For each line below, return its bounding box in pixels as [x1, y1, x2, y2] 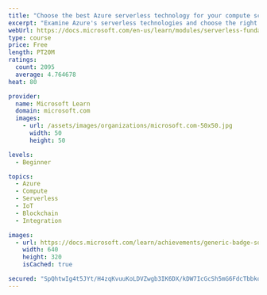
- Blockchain [15, 209, 59, 217]
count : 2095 [15, 63, 56, 71]
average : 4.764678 [15, 71, 77, 79]
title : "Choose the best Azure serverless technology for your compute [8, 11, 250, 20]
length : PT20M [8, 48, 56, 56]
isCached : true [22, 261, 73, 269]
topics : [8, 172, 34, 181]
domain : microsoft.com [15, 107, 91, 115]
